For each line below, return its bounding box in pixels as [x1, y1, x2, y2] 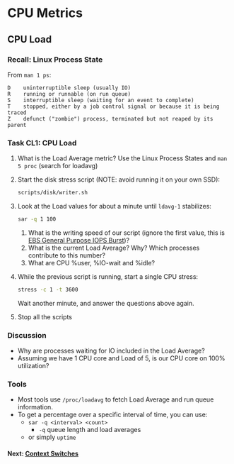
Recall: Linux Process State [7, 55, 103, 65]
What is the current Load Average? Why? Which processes [28, 243, 200, 252]
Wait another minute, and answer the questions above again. [17, 299, 194, 307]
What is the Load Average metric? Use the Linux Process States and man [17, 154, 228, 162]
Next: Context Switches [7, 449, 79, 458]
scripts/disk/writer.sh [17, 189, 88, 197]
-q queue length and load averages [38, 426, 141, 434]
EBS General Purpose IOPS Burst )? [28, 236, 130, 244]
